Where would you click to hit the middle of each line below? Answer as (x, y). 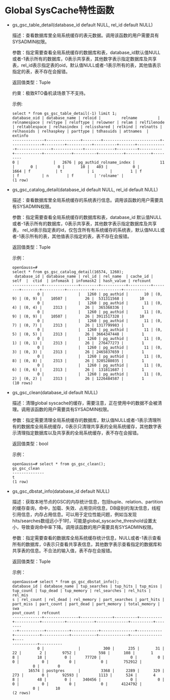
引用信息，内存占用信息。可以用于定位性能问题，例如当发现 (74, 514)
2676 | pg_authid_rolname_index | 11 (113, 162)
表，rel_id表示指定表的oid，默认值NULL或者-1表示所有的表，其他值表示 (87, 65)
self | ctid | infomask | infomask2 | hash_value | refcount (81, 281)
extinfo (20, 136)
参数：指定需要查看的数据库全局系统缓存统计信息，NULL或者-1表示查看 (87, 538)
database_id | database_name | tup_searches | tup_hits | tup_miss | (87, 586)
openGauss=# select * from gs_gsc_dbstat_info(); (66, 582)
